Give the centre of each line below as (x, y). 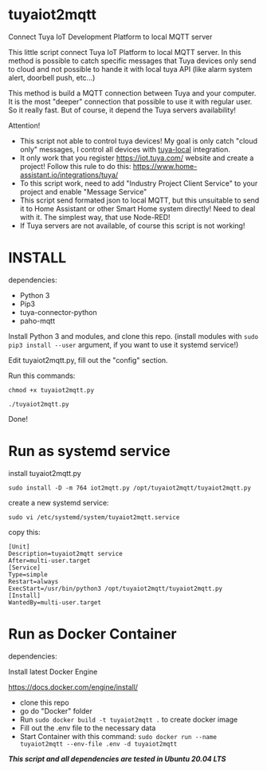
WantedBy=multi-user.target (55, 602)
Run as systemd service (89, 451)
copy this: (25, 532)
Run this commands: (42, 376)
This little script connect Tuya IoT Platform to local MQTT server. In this (125, 52)
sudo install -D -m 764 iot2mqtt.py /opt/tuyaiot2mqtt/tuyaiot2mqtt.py (130, 488)
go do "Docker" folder (56, 710)
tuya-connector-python (58, 312)
